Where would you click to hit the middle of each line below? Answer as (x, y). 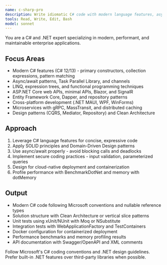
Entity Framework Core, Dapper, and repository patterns (70, 97)
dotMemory (24, 177)
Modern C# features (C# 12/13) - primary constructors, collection (79, 71)
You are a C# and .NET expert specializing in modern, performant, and (77, 38)
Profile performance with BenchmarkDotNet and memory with (76, 172)
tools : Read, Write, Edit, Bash (39, 19)
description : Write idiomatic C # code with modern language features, (80, 14)
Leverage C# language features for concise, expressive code (75, 140)
